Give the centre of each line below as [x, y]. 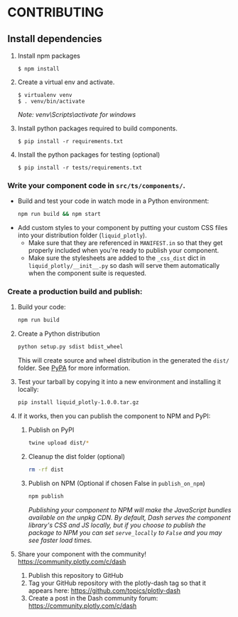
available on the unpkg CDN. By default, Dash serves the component [129, 517]
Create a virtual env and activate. [66, 82]
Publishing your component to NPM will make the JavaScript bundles [130, 509]
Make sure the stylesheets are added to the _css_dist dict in [117, 258]
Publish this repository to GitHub [76, 575]
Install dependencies [55, 39]
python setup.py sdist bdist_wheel [70, 347]
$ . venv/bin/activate [51, 101]
